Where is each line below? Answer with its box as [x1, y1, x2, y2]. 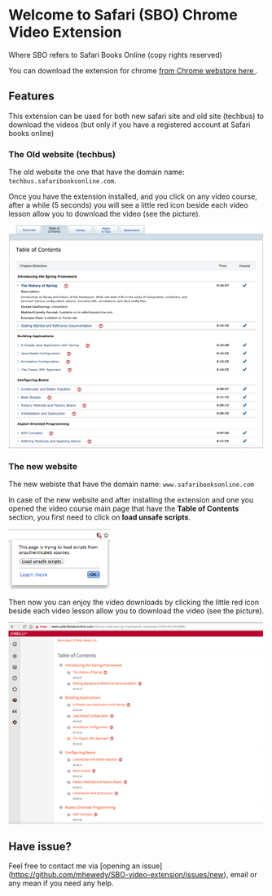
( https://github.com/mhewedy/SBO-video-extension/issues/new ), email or [8, 870, 258, 880]
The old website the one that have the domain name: [8, 167, 185, 177]
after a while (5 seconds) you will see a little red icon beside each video [8, 200, 248, 210]
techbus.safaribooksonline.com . [8, 176, 116, 186]
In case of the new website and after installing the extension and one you [8, 495, 254, 505]
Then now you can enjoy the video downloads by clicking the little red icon [8, 597, 259, 607]
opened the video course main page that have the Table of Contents [8, 503, 239, 514]
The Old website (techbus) [8, 148, 116, 160]
